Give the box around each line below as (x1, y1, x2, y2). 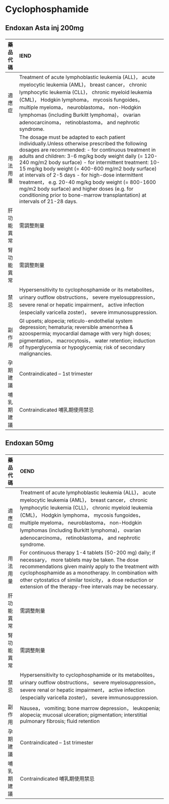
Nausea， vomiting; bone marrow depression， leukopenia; (20, 704, 160, 711)
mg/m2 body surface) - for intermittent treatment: (30, 158, 149, 166)
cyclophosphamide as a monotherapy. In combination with (20, 569, 158, 576)
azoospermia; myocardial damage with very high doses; (19, 330, 151, 337)
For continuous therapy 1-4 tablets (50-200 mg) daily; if (20, 549, 156, 556)
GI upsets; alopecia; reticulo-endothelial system (19, 317, 133, 324)
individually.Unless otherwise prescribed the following (19, 140, 147, 147)
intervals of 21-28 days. (19, 198, 78, 205)
